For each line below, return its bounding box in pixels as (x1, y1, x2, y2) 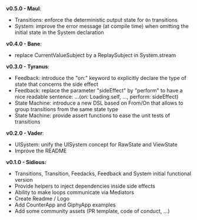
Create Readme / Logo (14, 195, 69, 202)
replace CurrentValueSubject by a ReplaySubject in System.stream (14, 52, 176, 58)
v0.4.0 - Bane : (6, 41, 42, 47)
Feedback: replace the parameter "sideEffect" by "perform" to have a (14, 87, 183, 94)
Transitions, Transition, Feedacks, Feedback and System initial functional (14, 170, 192, 177)
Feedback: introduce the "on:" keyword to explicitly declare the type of (14, 75, 186, 81)
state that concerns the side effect (14, 81, 99, 88)
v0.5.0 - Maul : (6, 5, 42, 12)
